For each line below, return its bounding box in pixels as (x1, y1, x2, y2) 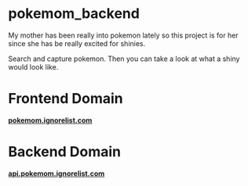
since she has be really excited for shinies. (8, 38, 146, 48)
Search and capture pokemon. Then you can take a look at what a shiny (8, 54, 240, 63)
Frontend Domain (8, 90, 123, 108)
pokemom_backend (8, 5, 140, 23)
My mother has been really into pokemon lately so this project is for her (8, 30, 239, 40)
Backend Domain (8, 143, 122, 161)
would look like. (8, 62, 59, 71)
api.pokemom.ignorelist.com (8, 169, 105, 178)
